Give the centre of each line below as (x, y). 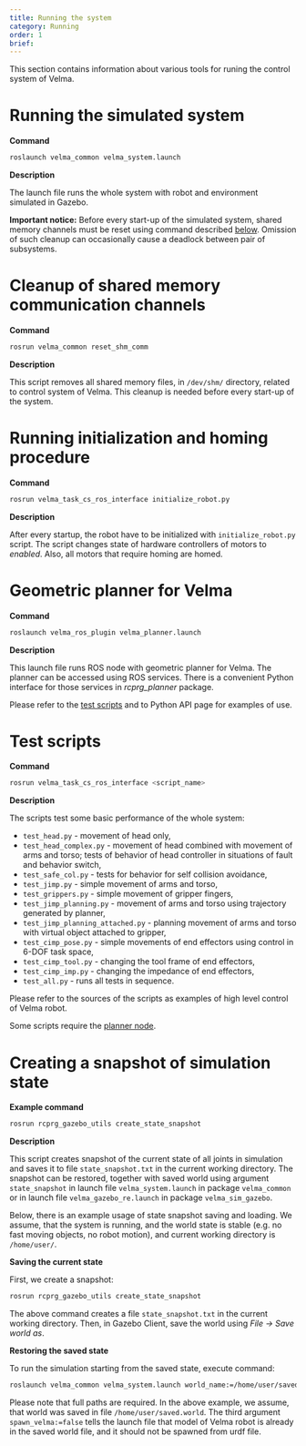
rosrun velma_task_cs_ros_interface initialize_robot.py (120, 499)
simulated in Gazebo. (49, 202)
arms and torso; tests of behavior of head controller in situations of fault (158, 855)
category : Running (44, 26)
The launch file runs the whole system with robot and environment (134, 193)
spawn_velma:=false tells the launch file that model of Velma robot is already (152, 1421)
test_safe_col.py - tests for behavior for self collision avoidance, (145, 874)
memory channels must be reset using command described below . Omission (153, 229)
